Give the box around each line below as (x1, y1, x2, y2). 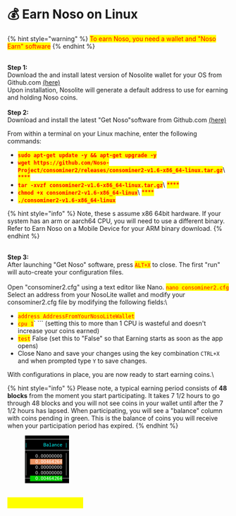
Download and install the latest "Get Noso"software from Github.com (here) (7, 115, 227, 124)
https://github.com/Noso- (33, 159, 110, 167)
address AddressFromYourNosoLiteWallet (17, 313, 135, 320)
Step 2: (7, 108, 30, 116)
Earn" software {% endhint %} (7, 42, 96, 50)
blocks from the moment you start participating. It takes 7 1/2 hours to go (7, 391, 221, 400)
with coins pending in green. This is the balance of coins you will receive (7, 414, 218, 422)
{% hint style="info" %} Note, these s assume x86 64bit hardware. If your (7, 209, 221, 217)
